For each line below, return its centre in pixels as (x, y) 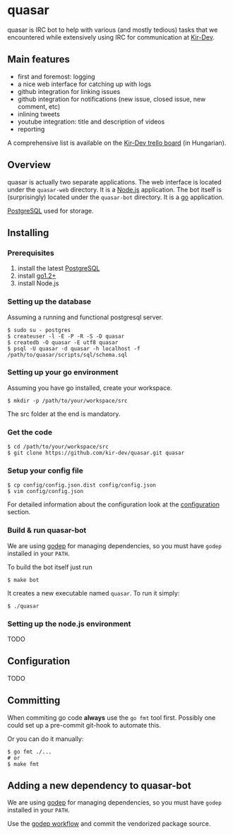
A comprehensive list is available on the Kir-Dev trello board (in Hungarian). (117, 143)
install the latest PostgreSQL (59, 268)
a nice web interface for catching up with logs (84, 84)
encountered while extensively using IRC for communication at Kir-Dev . (111, 37)
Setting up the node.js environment (69, 624)
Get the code (30, 432)
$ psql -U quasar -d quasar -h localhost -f (74, 348)
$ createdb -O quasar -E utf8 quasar (63, 342)
